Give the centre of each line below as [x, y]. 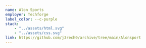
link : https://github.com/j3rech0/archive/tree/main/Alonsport [73, 38]
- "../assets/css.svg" [38, 33]
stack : [12, 24]
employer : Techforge [27, 14]
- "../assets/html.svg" [39, 28]
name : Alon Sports [25, 10]
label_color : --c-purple [31, 19]
